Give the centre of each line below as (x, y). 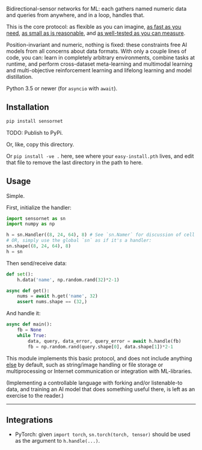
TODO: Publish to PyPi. (35, 132)
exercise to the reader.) (35, 395)
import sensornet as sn (36, 218)
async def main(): (29, 324)
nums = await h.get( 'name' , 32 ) (57, 296)
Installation (28, 107)
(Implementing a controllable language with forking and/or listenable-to (94, 383)
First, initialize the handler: (39, 208)
